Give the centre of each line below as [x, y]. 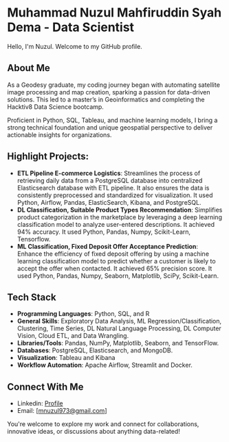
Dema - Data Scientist [71, 27]
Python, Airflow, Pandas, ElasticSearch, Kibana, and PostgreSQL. [109, 202]
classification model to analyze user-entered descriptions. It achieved [116, 224]
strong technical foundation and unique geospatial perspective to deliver [110, 127]
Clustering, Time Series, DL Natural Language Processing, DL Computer [119, 328]
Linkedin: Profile [40, 403]
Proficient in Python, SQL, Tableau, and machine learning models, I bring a [112, 120]
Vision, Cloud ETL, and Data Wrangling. [73, 336]
